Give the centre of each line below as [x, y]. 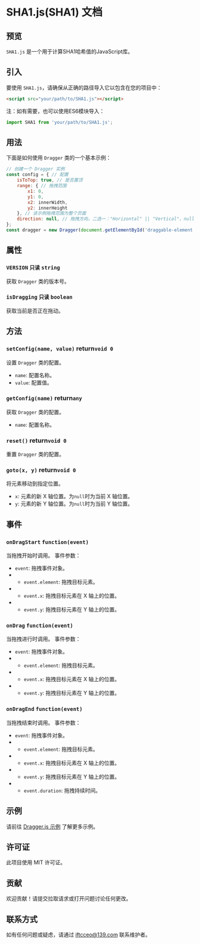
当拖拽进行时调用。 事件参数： [43, 639]
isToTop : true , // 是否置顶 [50, 180]
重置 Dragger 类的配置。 [35, 454]
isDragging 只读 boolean [39, 297]
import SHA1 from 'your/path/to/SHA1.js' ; [60, 122]
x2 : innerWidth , [48, 202]
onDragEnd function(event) [44, 709]
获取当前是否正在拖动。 [35, 310]
